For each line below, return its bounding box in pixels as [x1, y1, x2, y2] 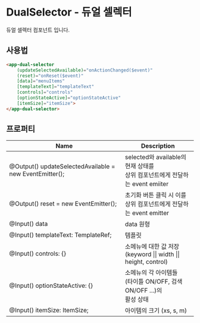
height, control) [124, 257, 168, 266]
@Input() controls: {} [9, 250, 67, 258]
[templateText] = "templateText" [17, 84, 95, 90]
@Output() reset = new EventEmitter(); [9, 200, 117, 208]
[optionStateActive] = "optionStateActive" [17, 95, 121, 101]
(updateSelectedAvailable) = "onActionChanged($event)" [17, 67, 153, 73]
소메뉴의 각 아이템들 [124, 269, 178, 277]
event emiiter [132, 180, 168, 188]
